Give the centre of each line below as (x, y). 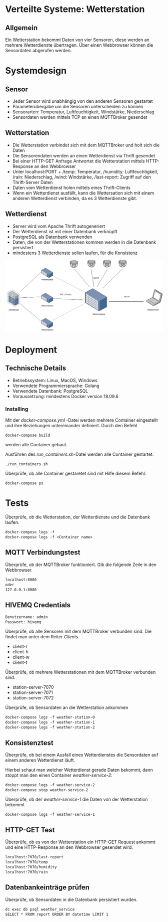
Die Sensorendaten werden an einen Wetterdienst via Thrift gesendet (83, 155)
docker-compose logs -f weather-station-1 (50, 722)
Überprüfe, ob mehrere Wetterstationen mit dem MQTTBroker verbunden (80, 672)
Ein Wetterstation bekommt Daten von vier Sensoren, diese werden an (77, 40)
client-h (20, 652)
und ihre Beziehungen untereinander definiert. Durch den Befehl (71, 425)
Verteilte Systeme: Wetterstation (75, 9)
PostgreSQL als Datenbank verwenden (52, 237)
